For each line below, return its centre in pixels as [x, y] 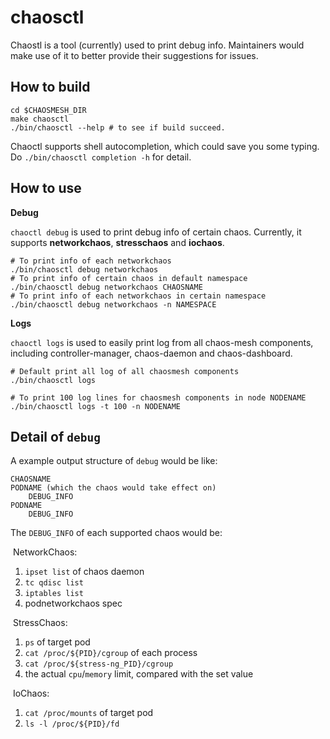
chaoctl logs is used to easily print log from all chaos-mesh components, [162, 342]
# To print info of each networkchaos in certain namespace [138, 296]
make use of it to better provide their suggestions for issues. [134, 55]
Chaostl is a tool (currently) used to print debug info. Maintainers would [157, 45]
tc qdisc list [54, 583]
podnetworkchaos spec [73, 603]
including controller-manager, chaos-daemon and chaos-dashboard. [151, 353]
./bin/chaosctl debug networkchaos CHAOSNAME [106, 287]
